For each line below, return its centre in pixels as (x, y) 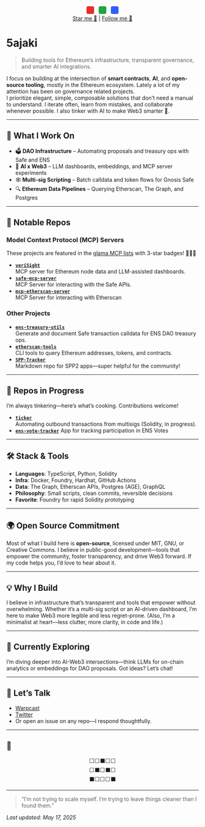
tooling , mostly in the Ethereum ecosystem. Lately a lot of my (103, 84)
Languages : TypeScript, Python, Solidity (66, 474)
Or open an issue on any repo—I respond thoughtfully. (83, 721)
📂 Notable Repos (38, 223)
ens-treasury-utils (40, 327)
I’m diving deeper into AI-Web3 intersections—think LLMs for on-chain (95, 662)
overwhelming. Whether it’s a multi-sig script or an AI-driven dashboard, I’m (102, 609)
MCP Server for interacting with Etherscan (68, 298)
